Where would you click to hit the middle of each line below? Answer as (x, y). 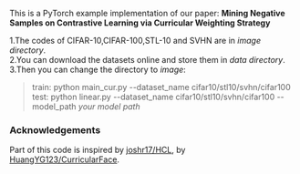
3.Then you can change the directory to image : (98, 69)
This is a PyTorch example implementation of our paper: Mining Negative (147, 13)
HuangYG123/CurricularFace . (65, 159)
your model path (109, 107)
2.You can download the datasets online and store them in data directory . (147, 60)
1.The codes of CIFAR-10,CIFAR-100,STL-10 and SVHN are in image (135, 41)
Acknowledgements (55, 129)
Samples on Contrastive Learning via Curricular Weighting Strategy (140, 23)
